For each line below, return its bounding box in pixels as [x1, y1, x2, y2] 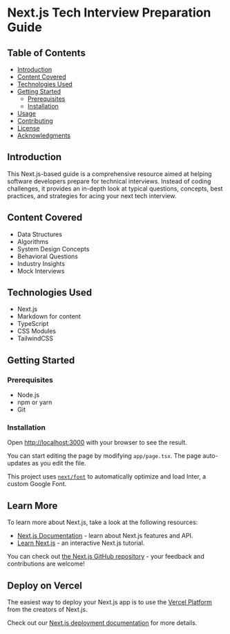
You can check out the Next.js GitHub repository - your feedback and [7, 553, 205, 561]
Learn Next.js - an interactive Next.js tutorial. [17, 539, 145, 547]
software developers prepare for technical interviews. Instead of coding [7, 177, 211, 185]
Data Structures [17, 230, 62, 238]
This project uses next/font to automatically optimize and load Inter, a [7, 472, 207, 481]
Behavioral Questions [17, 252, 78, 260]
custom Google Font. [7, 480, 67, 488]
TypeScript [17, 320, 49, 328]
